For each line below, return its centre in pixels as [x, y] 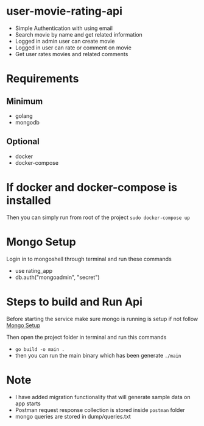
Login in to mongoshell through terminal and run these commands [89, 259]
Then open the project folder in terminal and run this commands [86, 337]
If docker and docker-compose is [92, 187]
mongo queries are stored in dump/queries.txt [73, 416]
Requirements [43, 79]
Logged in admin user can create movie [65, 41]
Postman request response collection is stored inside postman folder [100, 410]
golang [24, 116]
